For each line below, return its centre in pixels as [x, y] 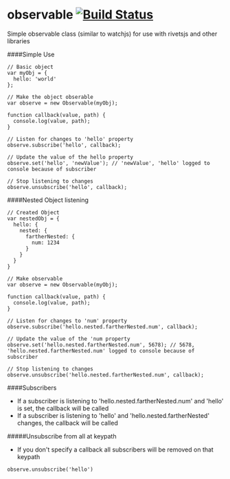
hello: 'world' [35, 79]
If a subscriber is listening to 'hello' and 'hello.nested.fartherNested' [113, 415]
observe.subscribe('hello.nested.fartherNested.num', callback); [102, 326]
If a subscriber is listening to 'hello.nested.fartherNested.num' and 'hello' [120, 401]
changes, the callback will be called [67, 423]
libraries [19, 41]
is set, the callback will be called [63, 408]
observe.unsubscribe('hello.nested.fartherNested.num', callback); [106, 375]
